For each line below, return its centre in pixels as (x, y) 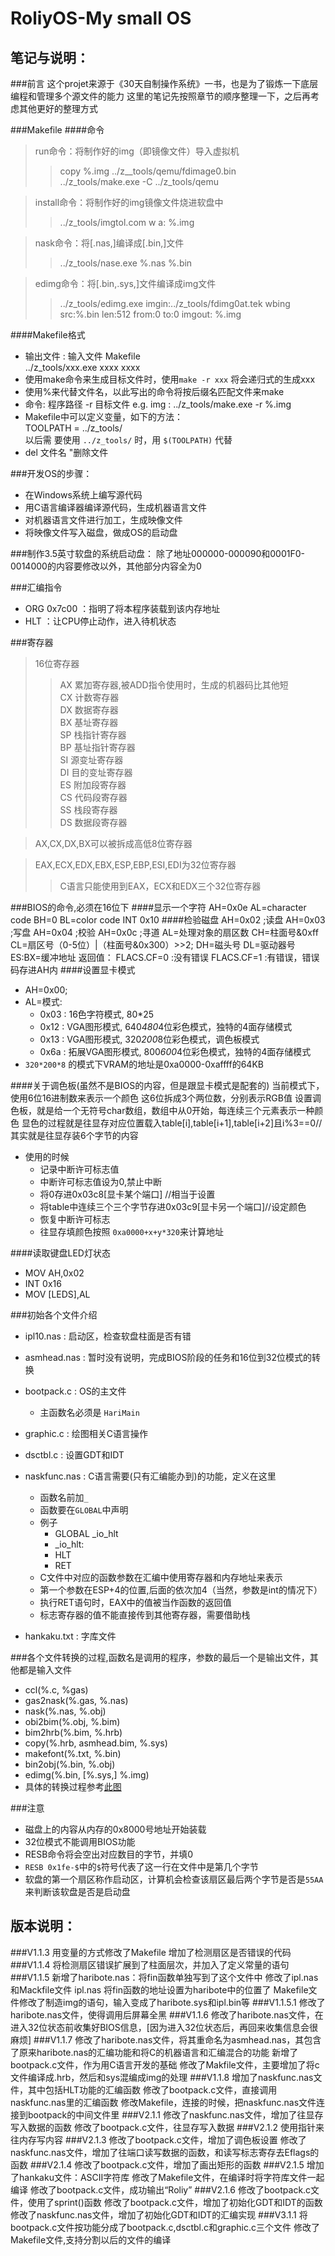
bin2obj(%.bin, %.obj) (70, 1764)
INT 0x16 (43, 1283)
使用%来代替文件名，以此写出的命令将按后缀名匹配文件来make (154, 391)
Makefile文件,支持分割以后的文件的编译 (91, 2239)
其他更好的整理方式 (58, 108)
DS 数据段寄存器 (93, 822)
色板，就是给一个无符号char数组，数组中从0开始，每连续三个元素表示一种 (162, 1110)
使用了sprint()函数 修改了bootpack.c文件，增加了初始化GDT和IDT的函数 (175, 2202)
